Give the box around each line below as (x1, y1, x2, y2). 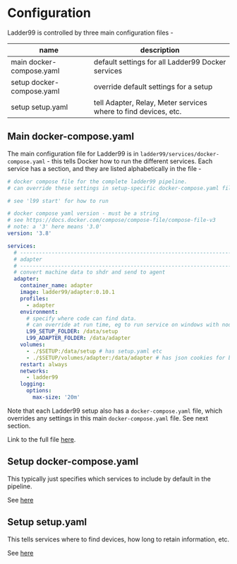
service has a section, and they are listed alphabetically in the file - (7, 164, 202, 172)
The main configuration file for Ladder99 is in (7, 149, 139, 158)
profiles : (20, 295, 49, 302)
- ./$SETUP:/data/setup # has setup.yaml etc (25, 348, 162, 355)
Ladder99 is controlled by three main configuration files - (7, 28, 174, 37)
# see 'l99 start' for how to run (7, 197, 109, 204)
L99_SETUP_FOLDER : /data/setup (25, 328, 119, 335)
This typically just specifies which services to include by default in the (7, 474, 212, 483)
